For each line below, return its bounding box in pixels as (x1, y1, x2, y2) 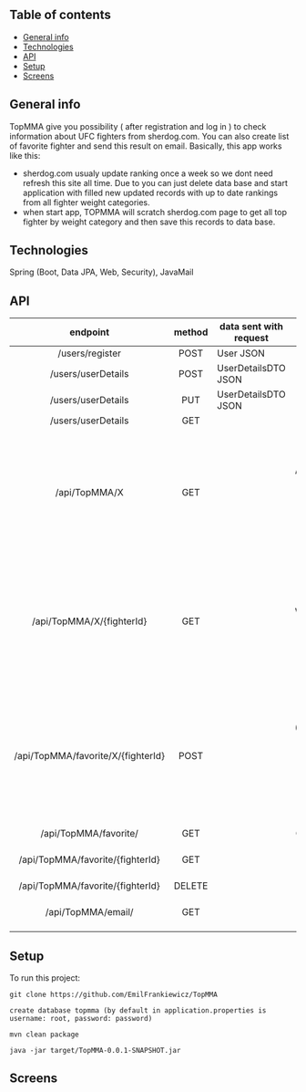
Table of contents (9, 7, 111, 23)
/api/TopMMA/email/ (45, 906, 134, 919)
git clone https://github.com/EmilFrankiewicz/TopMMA (9, 990, 219, 1000)
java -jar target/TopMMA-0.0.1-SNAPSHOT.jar (9, 1046, 181, 1056)
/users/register (57, 347, 121, 359)
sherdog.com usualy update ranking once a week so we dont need (22, 168, 273, 179)
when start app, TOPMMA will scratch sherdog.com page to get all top (22, 206, 288, 217)
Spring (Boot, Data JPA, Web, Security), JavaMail (9, 266, 194, 277)
